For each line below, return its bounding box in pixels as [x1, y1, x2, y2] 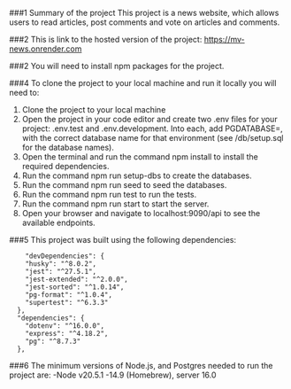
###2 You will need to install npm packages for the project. [9, 61, 225, 71]
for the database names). [21, 142, 115, 152]
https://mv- [203, 35, 245, 44]
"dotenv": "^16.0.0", [25, 322, 104, 331]
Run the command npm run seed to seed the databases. [21, 180, 227, 190]
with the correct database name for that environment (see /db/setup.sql [21, 133, 284, 143]
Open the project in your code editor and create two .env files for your [21, 114, 278, 124]
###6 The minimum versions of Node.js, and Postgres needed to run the [9, 361, 273, 370]
